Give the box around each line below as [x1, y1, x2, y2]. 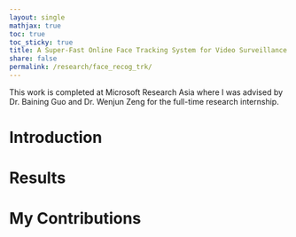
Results [9, 168, 66, 188]
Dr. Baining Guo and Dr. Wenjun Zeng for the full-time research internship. [9, 96, 279, 107]
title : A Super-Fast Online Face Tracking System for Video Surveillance [9, 46, 288, 55]
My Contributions [9, 209, 142, 229]
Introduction [9, 128, 103, 147]
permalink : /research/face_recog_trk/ [9, 63, 152, 72]
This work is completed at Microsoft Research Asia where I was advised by [9, 86, 284, 98]
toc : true [9, 29, 46, 38]
